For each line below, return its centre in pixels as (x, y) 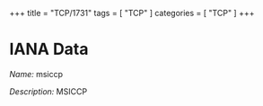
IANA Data (49, 49)
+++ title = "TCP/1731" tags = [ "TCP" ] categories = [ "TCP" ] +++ (132, 13)
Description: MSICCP (48, 91)
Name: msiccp (36, 74)
